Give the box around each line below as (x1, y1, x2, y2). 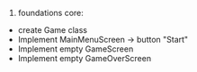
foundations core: (17, 8, 84, 18)
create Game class (17, 25, 88, 35)
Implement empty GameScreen (17, 44, 134, 54)
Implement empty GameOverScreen (17, 53, 151, 63)
